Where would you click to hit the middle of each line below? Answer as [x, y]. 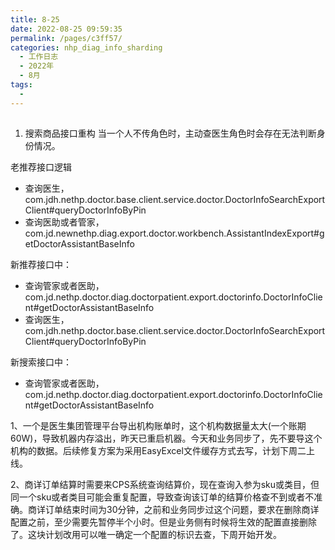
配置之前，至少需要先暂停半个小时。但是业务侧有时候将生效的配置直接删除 [163, 522]
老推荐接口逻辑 [41, 167]
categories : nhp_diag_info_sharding [86, 47]
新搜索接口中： [41, 362]
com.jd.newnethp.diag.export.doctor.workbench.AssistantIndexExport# [172, 233]
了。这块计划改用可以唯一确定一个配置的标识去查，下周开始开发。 [146, 535]
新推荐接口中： [41, 265]
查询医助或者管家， [64, 222]
